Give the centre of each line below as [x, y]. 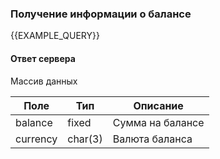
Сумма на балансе [158, 122]
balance [34, 122]
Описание [158, 105]
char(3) [85, 139]
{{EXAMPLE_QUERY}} [55, 36]
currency [36, 139]
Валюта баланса [152, 139]
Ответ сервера [43, 58]
